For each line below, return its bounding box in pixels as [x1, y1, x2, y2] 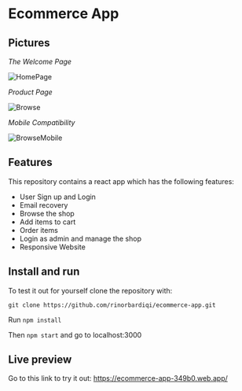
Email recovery [19, 200, 68, 209]
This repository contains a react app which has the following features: [8, 176, 234, 186]
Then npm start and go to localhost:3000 [8, 330, 142, 339]
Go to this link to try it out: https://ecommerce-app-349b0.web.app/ [8, 374, 228, 383]
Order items [19, 225, 59, 234]
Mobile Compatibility [8, 118, 75, 127]
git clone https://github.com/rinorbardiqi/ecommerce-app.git [8, 301, 216, 309]
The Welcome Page [8, 57, 72, 66]
